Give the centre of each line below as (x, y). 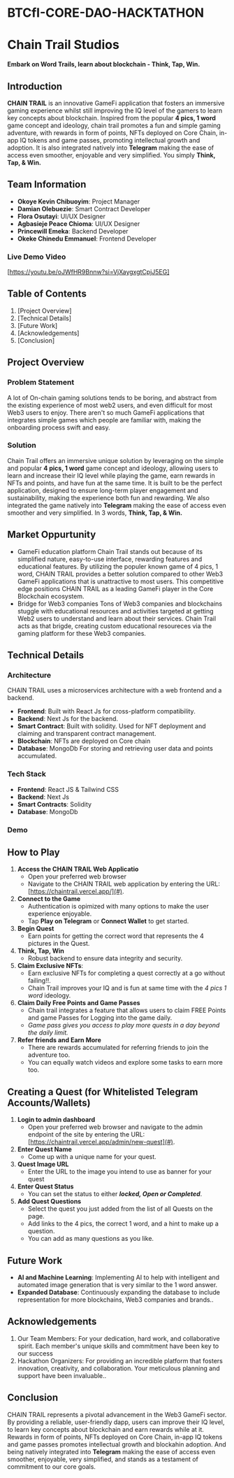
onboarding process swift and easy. (59, 427)
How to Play (34, 852)
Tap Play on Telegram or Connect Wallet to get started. (108, 921)
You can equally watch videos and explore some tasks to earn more (125, 1063)
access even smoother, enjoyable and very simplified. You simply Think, (111, 155)
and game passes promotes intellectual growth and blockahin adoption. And (117, 1444)
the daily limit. (48, 1032)
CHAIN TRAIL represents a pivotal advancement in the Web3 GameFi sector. (117, 1414)
